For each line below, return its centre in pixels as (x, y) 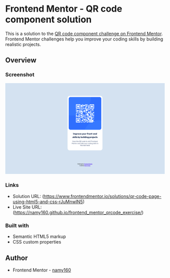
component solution (49, 19)
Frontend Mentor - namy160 (42, 270)
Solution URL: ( (28, 196)
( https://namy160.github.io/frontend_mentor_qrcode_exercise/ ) (78, 212)
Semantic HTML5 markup (39, 236)
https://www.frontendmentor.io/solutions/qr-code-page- (103, 196)
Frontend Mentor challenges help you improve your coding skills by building (84, 39)
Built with (17, 225)
